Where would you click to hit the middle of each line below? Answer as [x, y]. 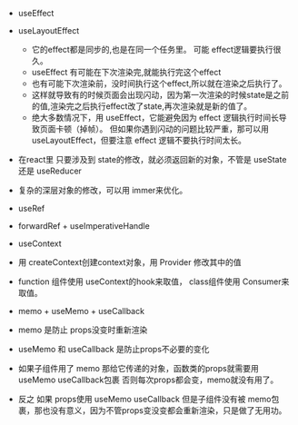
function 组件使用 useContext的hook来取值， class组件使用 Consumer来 [154, 282]
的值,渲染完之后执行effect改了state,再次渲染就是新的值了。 [142, 106]
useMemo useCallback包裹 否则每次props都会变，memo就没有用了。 [148, 380]
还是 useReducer [50, 171]
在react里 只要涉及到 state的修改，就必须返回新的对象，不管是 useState [152, 159]
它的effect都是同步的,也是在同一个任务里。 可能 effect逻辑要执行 [153, 49]
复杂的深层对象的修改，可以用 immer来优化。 [103, 190]
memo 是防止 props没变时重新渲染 [83, 330]
